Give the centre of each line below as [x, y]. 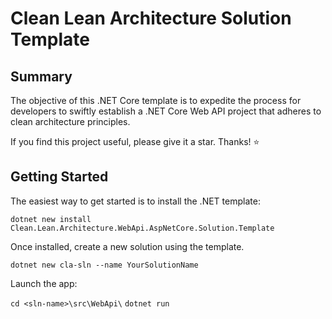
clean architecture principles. [70, 121]
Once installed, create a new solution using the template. [127, 246]
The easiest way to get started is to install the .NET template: [135, 201]
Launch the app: [44, 283]
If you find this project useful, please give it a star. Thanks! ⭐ [135, 141]
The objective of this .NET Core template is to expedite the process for [156, 100]
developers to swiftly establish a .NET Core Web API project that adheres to [166, 111]
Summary [41, 76]
